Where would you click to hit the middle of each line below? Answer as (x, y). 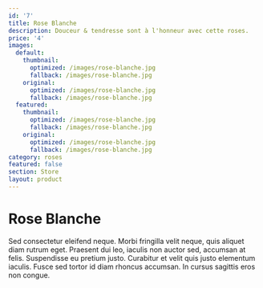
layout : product (35, 180)
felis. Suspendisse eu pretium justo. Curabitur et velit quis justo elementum (132, 258)
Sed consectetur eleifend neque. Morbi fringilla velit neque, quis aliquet (126, 241)
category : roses (35, 157)
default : (30, 53)
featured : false (35, 165)
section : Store (34, 172)
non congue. (29, 275)
